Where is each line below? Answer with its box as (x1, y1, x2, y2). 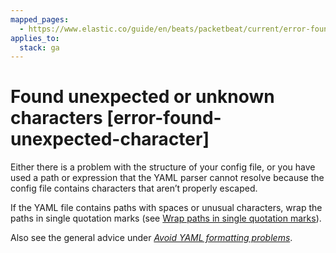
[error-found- (106, 107, 222, 130)
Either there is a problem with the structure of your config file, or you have (10, 161, 316, 173)
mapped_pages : (10, 14, 70, 25)
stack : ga (19, 42, 60, 53)
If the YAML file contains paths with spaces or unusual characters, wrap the (10, 202, 323, 214)
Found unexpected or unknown (10, 86, 275, 108)
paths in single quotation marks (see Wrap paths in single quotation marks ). (10, 212, 322, 225)
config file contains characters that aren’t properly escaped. (10, 182, 258, 195)
